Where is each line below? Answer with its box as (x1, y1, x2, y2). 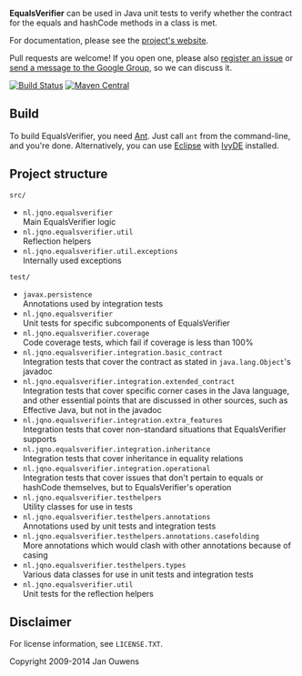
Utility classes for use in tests (22, 500, 134, 512)
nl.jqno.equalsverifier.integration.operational (22, 464, 211, 473)
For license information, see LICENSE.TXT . (9, 639, 164, 650)
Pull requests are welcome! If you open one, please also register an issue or (9, 53, 294, 63)
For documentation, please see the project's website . (9, 35, 209, 45)
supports (22, 433, 57, 444)
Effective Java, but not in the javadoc (22, 404, 162, 415)
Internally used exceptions (22, 255, 122, 266)
